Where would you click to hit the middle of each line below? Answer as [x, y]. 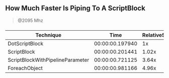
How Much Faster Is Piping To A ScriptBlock [75, 8]
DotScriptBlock [26, 43]
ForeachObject [25, 68]
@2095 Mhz [30, 20]
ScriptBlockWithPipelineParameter [49, 60]
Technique [49, 35]
